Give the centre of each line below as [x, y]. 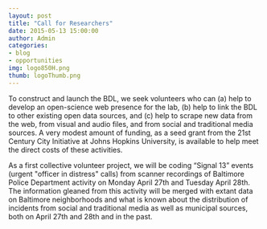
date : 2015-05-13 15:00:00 [53, 31]
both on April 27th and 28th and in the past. [80, 216]
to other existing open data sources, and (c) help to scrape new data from [131, 115]
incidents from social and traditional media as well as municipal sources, [128, 208]
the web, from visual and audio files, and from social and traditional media [131, 124]
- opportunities [35, 61]
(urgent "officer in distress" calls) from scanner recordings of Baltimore [127, 174]
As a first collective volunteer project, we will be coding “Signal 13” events [131, 165]
